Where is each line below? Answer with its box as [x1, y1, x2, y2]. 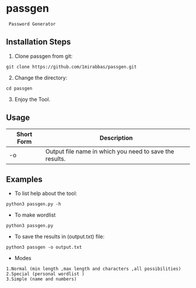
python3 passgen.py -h [6, 201, 61, 207]
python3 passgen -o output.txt [6, 245, 82, 251]
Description [99, 133, 133, 142]
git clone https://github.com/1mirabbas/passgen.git [6, 64, 137, 70]
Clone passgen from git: [14, 52, 73, 60]
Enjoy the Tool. [14, 95, 51, 102]
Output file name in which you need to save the [45, 147, 174, 155]
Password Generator [8, 21, 57, 27]
